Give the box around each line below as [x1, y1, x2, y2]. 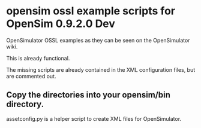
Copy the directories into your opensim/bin [6, 90, 171, 100]
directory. [6, 99, 44, 109]
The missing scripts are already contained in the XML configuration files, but [6, 66, 196, 73]
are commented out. [6, 72, 56, 80]
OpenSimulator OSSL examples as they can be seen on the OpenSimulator [6, 36, 190, 44]
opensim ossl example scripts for [6, 4, 176, 18]
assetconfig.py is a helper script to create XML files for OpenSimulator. [6, 115, 182, 122]
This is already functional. [6, 54, 70, 62]
